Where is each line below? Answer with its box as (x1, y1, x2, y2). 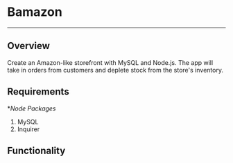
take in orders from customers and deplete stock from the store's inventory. (7, 66, 224, 74)
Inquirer (17, 125, 40, 133)
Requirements (7, 86, 69, 97)
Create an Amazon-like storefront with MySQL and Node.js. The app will (7, 58, 214, 66)
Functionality (7, 144, 66, 156)
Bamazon (7, 4, 62, 20)
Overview (7, 40, 51, 52)
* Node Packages (7, 104, 57, 113)
